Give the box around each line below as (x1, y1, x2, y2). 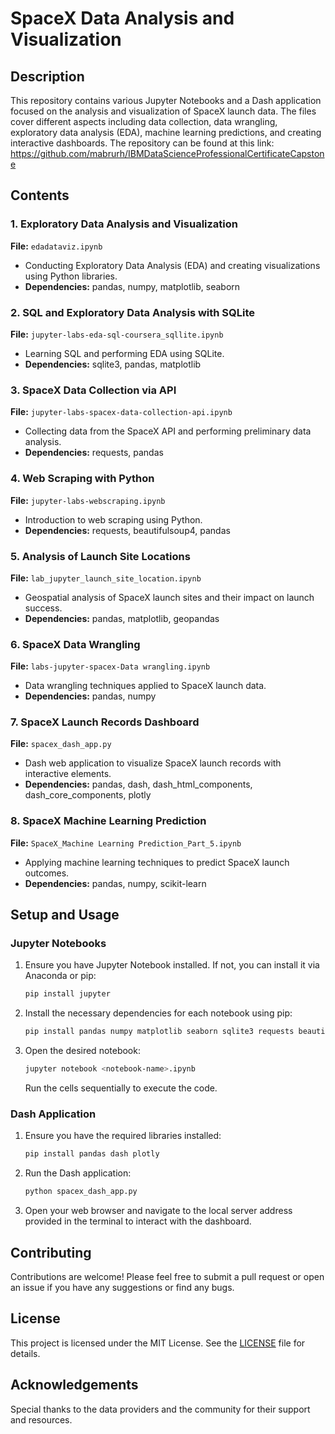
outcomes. (24, 867, 70, 879)
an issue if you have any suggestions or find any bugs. (10, 1281, 235, 1293)
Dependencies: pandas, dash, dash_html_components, (24, 778, 253, 791)
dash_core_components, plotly (24, 789, 152, 801)
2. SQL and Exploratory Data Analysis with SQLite (10, 305, 256, 319)
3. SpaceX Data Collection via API (10, 383, 177, 397)
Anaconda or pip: (24, 970, 97, 982)
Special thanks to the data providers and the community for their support (10, 1403, 311, 1415)
